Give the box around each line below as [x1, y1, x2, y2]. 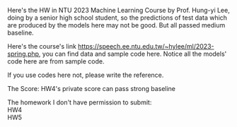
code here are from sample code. [7, 57, 105, 66]
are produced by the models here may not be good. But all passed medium [7, 21, 226, 29]
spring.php [7, 49, 40, 58]
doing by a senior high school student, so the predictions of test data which [7, 13, 228, 22]
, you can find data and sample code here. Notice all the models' [38, 49, 227, 58]
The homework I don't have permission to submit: [7, 98, 152, 107]
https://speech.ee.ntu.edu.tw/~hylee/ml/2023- [77, 42, 214, 50]
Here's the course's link [7, 42, 76, 50]
